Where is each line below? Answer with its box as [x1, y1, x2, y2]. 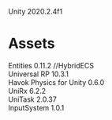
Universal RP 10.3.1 [8, 69, 69, 79]
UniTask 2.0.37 [8, 95, 57, 104]
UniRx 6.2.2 [8, 86, 47, 95]
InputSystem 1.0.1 [8, 103, 65, 112]
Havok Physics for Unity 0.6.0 [8, 77, 105, 87]
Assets [8, 35, 55, 52]
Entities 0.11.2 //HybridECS [8, 60, 95, 70]
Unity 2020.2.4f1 [8, 7, 63, 16]
